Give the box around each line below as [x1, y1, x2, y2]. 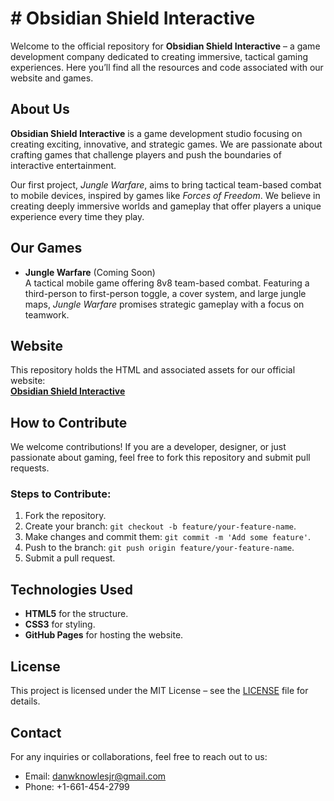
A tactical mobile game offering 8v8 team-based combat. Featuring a [24, 277, 310, 289]
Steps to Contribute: [10, 487, 112, 501]
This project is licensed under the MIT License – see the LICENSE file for [10, 685, 309, 697]
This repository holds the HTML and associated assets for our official [10, 364, 296, 376]
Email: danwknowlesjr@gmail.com [24, 770, 167, 782]
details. [10, 695, 41, 707]
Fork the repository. [24, 510, 107, 522]
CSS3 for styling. [24, 618, 96, 631]
